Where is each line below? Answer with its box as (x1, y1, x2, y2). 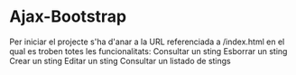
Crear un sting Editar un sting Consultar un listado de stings (9, 55, 232, 66)
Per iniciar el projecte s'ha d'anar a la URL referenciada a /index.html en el (9, 36, 285, 47)
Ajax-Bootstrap (9, 6, 127, 27)
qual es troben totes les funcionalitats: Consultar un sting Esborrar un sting (9, 45, 288, 56)
